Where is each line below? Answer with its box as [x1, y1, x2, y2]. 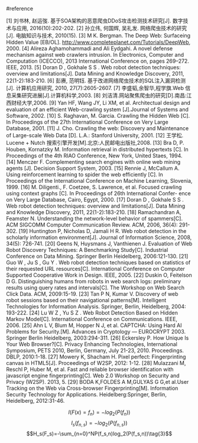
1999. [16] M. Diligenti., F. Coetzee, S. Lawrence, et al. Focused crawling [6, 183, 182, 190]
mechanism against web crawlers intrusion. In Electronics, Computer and [6, 51, 184, 58]
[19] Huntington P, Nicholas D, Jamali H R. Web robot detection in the [18, 228, 187, 234]
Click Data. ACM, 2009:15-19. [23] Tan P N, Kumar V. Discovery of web [6, 290, 178, 298]
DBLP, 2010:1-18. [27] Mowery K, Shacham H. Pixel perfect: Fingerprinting [6, 353, 186, 360]
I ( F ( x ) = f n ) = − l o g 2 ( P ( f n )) [68, 409, 131, 417]
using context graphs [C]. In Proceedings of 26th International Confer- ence [6, 190, 191, 197]
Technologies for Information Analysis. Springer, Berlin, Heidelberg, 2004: [6, 303, 186, 310]
